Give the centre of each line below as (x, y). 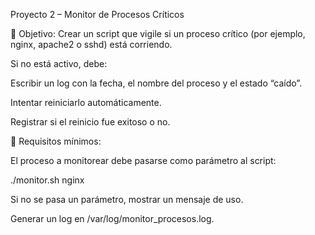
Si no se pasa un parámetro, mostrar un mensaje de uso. (127, 199)
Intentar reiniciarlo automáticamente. (86, 102)
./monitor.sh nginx (47, 180)
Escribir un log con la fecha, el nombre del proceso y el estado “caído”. (156, 83)
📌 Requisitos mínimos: (56, 141)
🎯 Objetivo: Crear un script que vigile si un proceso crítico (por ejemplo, (158, 33)
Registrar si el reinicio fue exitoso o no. (90, 122)
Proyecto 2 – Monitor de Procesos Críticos (97, 14)
